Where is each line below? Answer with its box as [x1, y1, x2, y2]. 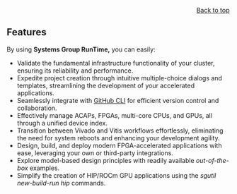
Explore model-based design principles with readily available [16, 156, 195, 164]
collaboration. [16, 104, 57, 112]
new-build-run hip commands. [16, 178, 106, 187]
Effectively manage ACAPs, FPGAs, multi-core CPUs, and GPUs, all [16, 111, 213, 119]
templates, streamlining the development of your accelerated [16, 81, 195, 90]
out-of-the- [196, 156, 229, 164]
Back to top [196, 6, 230, 14]
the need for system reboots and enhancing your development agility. [16, 133, 220, 142]
